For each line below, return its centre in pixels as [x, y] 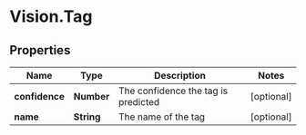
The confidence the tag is [173, 91]
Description [180, 76]
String [87, 117]
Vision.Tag [51, 17]
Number [92, 96]
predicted [139, 102]
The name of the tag [162, 117]
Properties [40, 50]
